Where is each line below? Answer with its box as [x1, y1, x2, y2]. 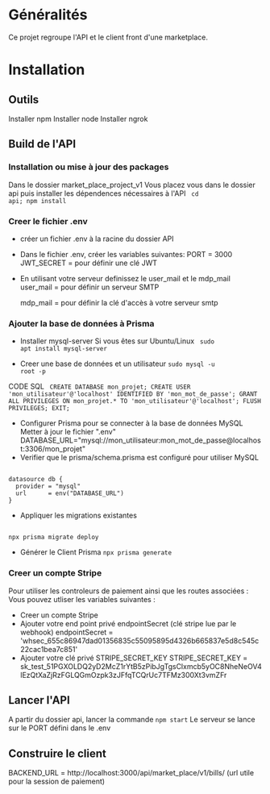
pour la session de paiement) [8, 776, 106, 787]
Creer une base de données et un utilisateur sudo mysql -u [19, 359, 215, 368]
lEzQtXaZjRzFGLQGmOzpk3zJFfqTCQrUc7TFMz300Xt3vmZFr [19, 670, 227, 680]
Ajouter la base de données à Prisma [8, 318, 155, 329]
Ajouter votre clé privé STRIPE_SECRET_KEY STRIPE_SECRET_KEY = [19, 653, 248, 663]
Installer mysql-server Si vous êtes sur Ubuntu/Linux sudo [19, 336, 215, 346]
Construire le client [8, 746, 106, 760]
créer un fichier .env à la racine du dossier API [19, 234, 175, 243]
